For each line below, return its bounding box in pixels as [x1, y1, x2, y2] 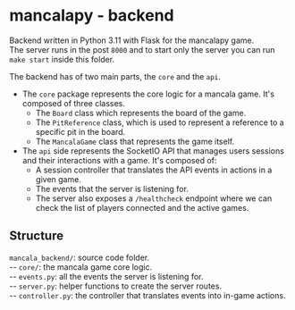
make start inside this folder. [9, 54, 114, 64]
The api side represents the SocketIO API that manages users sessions [21, 145, 284, 156]
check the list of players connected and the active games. [35, 202, 249, 213]
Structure [9, 229, 64, 244]
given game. [35, 173, 82, 184]
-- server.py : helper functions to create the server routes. [9, 281, 222, 291]
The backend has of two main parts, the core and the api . [9, 71, 221, 81]
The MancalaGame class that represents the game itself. [35, 136, 235, 147]
